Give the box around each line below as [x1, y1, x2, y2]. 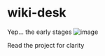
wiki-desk [7, 5, 66, 21]
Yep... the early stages [7, 28, 72, 36]
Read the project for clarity [7, 41, 85, 49]
